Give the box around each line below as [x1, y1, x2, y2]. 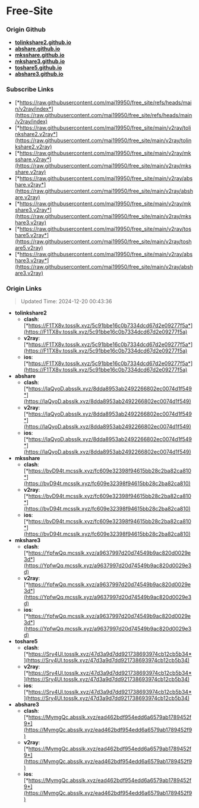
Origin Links [6, 284, 42, 293]
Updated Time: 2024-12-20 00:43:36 [20, 298, 112, 305]
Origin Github [6, 26, 46, 34]
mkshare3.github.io [14, 58, 65, 65]
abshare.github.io [14, 45, 61, 52]
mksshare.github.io [14, 52, 65, 59]
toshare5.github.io [14, 64, 62, 71]
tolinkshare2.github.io [14, 39, 71, 46]
